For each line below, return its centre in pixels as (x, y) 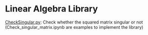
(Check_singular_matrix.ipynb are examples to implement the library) (74, 27)
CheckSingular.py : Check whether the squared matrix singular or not (74, 22)
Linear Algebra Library (52, 9)
